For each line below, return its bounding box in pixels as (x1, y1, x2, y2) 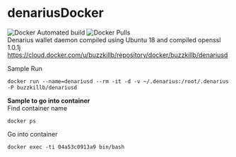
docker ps (7, 118, 37, 125)
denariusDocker (7, 5, 104, 21)
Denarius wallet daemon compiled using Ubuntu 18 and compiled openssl (7, 35, 221, 44)
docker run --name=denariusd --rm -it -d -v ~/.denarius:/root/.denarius (7, 77, 230, 85)
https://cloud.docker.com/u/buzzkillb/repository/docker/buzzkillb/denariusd (7, 51, 228, 59)
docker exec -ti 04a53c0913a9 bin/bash (7, 143, 125, 151)
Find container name (7, 103, 68, 112)
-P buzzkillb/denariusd (7, 84, 78, 91)
